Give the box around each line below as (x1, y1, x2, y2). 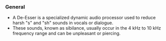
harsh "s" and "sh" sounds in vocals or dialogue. (12, 20, 114, 26)
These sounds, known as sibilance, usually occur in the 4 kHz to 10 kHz (12, 25, 161, 31)
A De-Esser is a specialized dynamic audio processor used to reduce (12, 15, 156, 21)
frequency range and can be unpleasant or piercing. (12, 31, 121, 37)
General (5, 3, 25, 10)
